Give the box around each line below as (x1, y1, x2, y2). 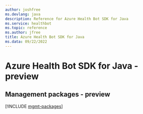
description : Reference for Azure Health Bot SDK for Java (5, 16, 129, 21)
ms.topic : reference (5, 26, 48, 30)
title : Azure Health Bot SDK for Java (5, 35, 85, 40)
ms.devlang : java (5, 12, 41, 17)
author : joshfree (5, 7, 41, 12)
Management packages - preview (5, 90, 111, 99)
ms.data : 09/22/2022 (5, 39, 48, 44)
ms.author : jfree (5, 30, 41, 35)
